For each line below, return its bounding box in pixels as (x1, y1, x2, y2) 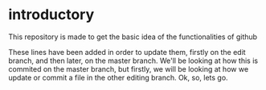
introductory (8, 6, 95, 24)
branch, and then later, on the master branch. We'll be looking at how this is (8, 56, 259, 65)
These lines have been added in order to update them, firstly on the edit (8, 47, 247, 57)
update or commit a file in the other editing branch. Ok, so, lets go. (8, 72, 228, 82)
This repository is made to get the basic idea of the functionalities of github (8, 32, 258, 41)
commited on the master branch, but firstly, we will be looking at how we (8, 64, 249, 73)
